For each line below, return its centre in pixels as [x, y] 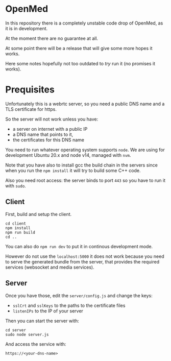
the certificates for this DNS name [48, 140]
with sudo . [16, 186]
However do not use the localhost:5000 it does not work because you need [85, 256]
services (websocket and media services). [50, 267]
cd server [16, 330]
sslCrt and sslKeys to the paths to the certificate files [69, 305]
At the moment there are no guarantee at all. [52, 38]
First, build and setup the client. [39, 214]
